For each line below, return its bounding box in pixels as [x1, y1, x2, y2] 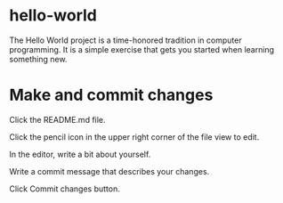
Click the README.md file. [9, 114, 106, 125]
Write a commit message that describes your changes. [9, 166, 210, 176]
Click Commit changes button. [9, 183, 120, 194]
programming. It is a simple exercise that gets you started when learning [9, 44, 274, 54]
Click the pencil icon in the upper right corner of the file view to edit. [9, 131, 260, 142]
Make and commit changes [9, 85, 214, 105]
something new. [9, 53, 68, 64]
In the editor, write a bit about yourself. [9, 149, 151, 159]
